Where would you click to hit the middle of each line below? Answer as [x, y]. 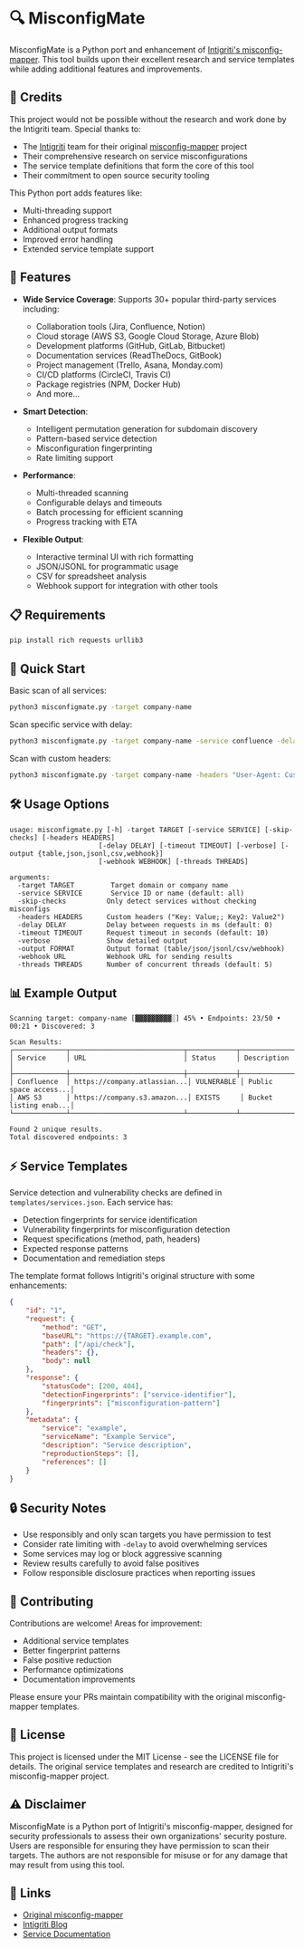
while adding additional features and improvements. [106, 69]
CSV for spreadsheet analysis [91, 576]
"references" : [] [74, 1462]
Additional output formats [70, 229]
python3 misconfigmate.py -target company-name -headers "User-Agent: [145, 775]
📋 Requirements [57, 614]
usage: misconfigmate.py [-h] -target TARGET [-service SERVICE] [135, 830]
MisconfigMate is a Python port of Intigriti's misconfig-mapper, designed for [152, 1826]
